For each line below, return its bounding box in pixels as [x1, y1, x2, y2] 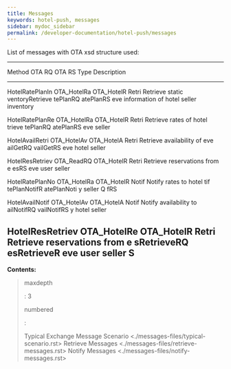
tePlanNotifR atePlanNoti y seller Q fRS [7, 185, 118, 193]
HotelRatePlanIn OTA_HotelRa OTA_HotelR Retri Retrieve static [7, 87, 184, 96]
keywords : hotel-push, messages [7, 17, 100, 23]
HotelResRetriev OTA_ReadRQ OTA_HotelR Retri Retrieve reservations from [7, 157, 219, 165]
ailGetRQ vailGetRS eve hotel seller [7, 144, 106, 152]
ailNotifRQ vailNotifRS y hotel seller [7, 206, 107, 214]
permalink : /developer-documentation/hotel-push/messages [7, 29, 177, 36]
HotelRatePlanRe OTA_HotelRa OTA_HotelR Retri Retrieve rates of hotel [7, 116, 208, 124]
